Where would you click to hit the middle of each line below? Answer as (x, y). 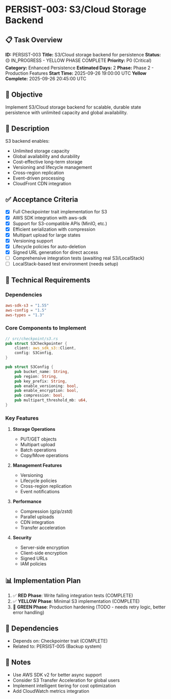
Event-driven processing (39, 178)
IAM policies (33, 564)
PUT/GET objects (39, 439)
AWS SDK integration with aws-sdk (50, 217)
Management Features (37, 465)
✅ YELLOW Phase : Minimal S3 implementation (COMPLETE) (76, 601)
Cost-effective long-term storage (47, 162)
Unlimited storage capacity (41, 151)
